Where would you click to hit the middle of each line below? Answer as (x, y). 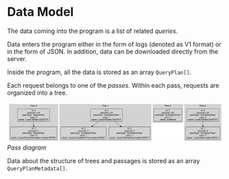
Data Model (40, 12)
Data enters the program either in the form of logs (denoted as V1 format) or (114, 44)
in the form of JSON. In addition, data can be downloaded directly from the (113, 51)
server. (17, 58)
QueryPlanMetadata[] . (37, 168)
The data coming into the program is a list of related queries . (93, 31)
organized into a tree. (37, 93)
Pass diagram (27, 147)
